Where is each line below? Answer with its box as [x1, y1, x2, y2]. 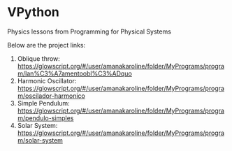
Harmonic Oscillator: [17, 76, 77, 85]
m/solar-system [17, 136, 63, 144]
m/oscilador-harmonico [17, 92, 85, 100]
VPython [7, 4, 59, 20]
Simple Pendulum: [17, 99, 70, 107]
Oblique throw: [17, 54, 61, 63]
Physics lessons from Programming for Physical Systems [7, 27, 171, 36]
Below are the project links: [7, 41, 86, 49]
